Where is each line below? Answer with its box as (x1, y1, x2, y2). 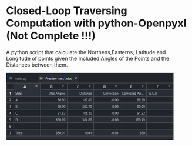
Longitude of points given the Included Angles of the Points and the (6, 55, 170, 62)
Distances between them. (6, 61, 68, 68)
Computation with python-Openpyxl (6, 16, 187, 30)
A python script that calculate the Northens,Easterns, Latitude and (6, 48, 166, 55)
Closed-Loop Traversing (6, 4, 127, 18)
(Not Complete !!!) (6, 29, 96, 42)
